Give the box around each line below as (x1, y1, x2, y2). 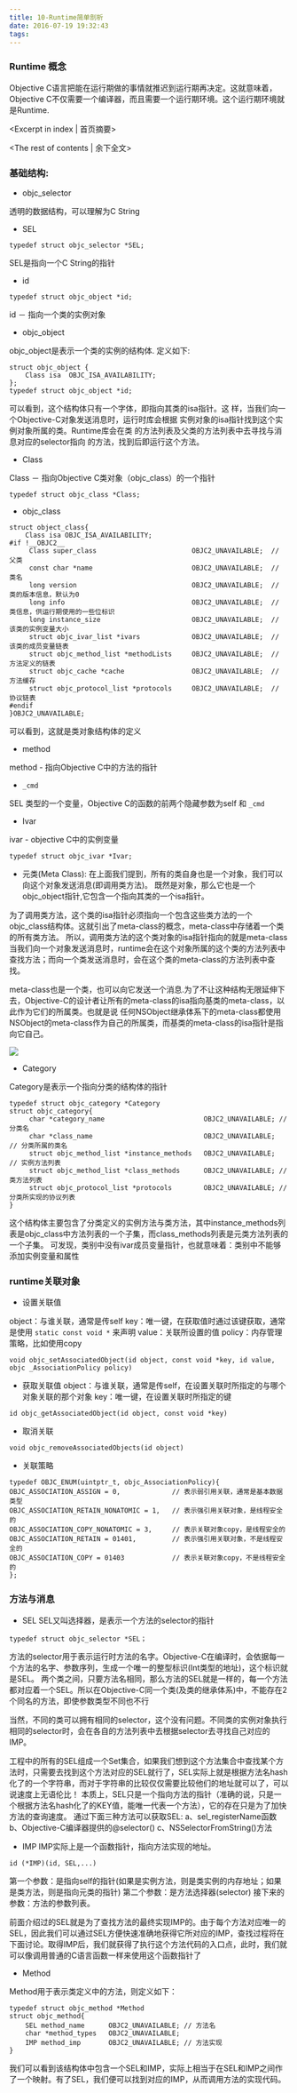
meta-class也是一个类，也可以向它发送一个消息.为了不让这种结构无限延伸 (9, 984, 277, 995)
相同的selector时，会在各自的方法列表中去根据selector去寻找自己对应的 (9, 1725, 270, 1736)
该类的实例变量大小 (9, 624, 69, 634)
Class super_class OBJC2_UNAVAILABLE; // (28, 546, 279, 555)
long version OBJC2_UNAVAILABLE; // (28, 580, 279, 589)
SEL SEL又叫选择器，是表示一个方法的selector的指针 (21, 1615, 215, 1626)
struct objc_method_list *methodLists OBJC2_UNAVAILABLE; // (28, 650, 279, 659)
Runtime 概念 (9, 60, 66, 73)
